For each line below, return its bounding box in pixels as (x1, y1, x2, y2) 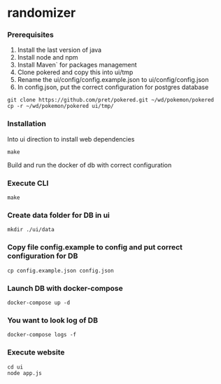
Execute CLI (7, 178, 49, 188)
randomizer (7, 5, 76, 21)
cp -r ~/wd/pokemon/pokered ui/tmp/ (7, 103, 114, 110)
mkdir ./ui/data (7, 226, 55, 233)
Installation (7, 119, 47, 129)
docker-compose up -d (7, 299, 71, 306)
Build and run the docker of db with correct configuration (7, 160, 172, 169)
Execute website (7, 348, 65, 357)
